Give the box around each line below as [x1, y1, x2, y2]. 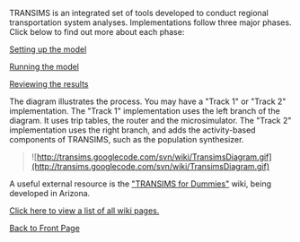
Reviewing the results [9, 79, 89, 89]
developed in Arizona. [9, 188, 91, 198]
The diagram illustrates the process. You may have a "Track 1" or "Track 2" [9, 96, 287, 107]
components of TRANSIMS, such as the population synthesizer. [9, 134, 244, 144]
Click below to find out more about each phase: [9, 27, 185, 37]
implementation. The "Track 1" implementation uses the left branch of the [9, 106, 280, 116]
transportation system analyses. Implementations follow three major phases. [9, 17, 292, 28]
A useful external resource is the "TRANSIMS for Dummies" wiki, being [9, 178, 272, 189]
